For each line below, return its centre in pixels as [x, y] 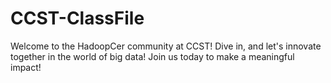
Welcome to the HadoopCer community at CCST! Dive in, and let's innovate [166, 46]
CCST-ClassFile [77, 18]
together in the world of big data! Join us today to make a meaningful [152, 56]
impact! [26, 67]
